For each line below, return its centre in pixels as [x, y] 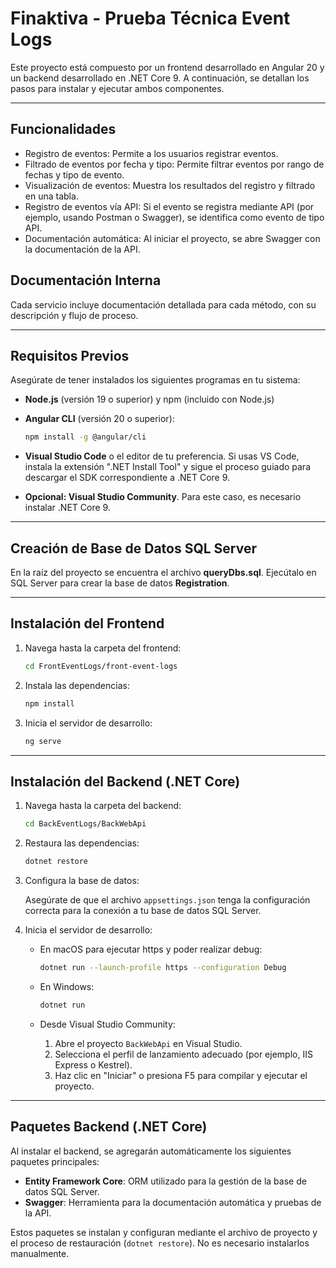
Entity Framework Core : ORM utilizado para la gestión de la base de [165, 1181]
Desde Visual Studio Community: [107, 1024]
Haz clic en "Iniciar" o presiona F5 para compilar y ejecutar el [181, 1075]
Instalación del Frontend [87, 623]
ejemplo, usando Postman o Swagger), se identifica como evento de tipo [174, 217]
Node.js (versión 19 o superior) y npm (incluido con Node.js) [149, 399]
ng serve [43, 741]
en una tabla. [51, 196]
